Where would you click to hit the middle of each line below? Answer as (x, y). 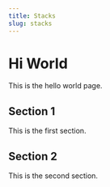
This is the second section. (53, 176)
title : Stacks (32, 16)
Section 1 (32, 111)
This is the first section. (47, 131)
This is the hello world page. (55, 86)
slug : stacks (30, 23)
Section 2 (33, 156)
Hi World (38, 64)
